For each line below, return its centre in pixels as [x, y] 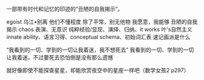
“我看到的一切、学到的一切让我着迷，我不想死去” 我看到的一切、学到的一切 [100, 50]
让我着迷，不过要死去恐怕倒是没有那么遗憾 [60, 57]
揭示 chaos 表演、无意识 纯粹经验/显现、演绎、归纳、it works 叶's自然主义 [100, 29]
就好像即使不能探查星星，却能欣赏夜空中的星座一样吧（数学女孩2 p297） [98, 70]
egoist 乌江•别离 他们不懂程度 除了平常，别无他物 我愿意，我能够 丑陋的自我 [102, 22]
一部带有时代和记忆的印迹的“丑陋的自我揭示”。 [65, 9]
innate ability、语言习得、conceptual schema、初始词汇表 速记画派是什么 [98, 37]
